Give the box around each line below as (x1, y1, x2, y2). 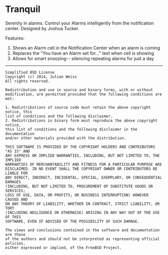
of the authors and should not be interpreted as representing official (5, 236, 160, 241)
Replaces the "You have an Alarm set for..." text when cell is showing (12, 50, 154, 56)
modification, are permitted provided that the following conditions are (5, 92, 162, 97)
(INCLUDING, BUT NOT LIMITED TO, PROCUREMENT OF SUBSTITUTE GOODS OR (5, 184, 153, 189)
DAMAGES (5, 179, 21, 184)
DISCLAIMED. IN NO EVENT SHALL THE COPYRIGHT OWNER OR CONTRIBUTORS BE (5, 166, 157, 171)
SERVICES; (5, 188, 26, 193)
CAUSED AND (5, 197, 28, 202)
